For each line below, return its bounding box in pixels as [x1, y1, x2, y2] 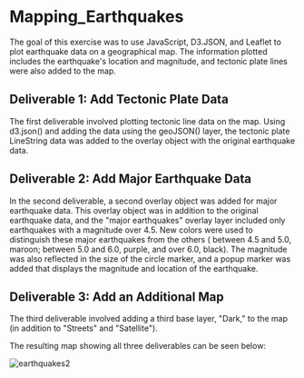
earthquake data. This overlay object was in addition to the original [9, 204, 259, 215]
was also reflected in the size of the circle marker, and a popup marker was [9, 253, 291, 264]
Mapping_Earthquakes [9, 6, 184, 27]
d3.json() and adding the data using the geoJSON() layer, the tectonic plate [9, 125, 290, 136]
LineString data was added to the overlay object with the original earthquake [9, 134, 296, 146]
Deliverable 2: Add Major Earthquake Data [9, 171, 252, 187]
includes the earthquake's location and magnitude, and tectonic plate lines [9, 55, 289, 66]
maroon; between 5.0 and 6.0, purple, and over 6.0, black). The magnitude [9, 244, 288, 254]
